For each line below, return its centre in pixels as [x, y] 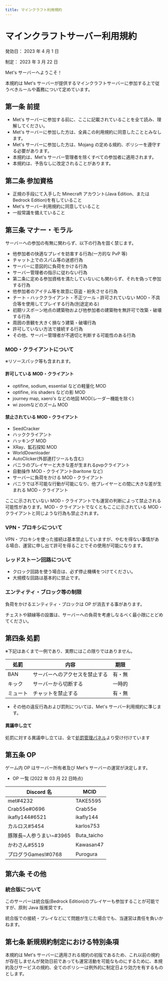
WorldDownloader [31, 452]
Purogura [87, 854]
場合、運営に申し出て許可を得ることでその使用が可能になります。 [77, 545]
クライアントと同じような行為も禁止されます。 [53, 513]
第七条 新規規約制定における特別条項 [62, 942]
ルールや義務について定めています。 [55, 89]
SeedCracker [26, 428]
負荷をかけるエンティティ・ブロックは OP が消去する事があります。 [75, 604]
